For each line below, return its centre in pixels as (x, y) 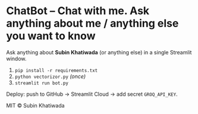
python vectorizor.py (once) (50, 76)
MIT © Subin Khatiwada (35, 105)
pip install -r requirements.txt (56, 70)
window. (16, 58)
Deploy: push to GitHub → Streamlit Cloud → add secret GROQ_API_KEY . (92, 94)
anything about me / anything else (92, 23)
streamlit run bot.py (41, 83)
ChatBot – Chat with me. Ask (78, 11)
